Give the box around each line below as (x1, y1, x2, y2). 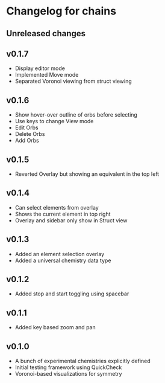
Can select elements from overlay (14, 204, 99, 211)
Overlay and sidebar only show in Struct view (14, 216, 128, 224)
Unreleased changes (6, 28, 86, 39)
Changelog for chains (6, 4, 116, 18)
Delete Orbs (14, 130, 45, 138)
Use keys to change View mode (14, 118, 94, 125)
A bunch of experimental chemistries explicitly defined (14, 358, 151, 365)
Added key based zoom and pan (14, 324, 96, 331)
